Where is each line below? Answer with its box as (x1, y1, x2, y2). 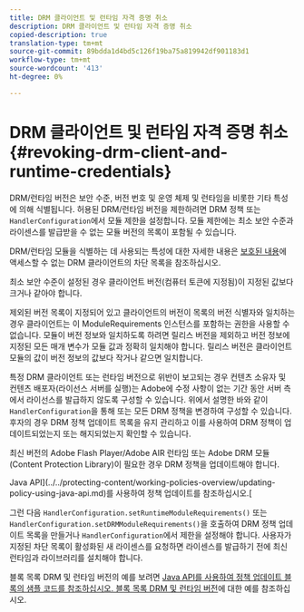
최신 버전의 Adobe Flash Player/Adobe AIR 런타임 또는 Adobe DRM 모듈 (9, 447, 270, 458)
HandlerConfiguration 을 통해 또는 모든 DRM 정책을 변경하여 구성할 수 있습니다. (9, 405, 292, 416)
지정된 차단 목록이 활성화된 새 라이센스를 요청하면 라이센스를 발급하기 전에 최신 (9, 540, 289, 551)
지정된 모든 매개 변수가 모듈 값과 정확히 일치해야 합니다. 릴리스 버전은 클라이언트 (9, 341, 293, 352)
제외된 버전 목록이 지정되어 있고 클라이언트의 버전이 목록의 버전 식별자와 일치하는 (9, 306, 296, 317)
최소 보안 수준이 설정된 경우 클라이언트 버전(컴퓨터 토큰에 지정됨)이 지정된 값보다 (9, 276, 294, 287)
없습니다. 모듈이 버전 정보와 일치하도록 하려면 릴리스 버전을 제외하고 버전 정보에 (9, 329, 290, 340)
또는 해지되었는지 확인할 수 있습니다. (63, 428, 191, 439)
